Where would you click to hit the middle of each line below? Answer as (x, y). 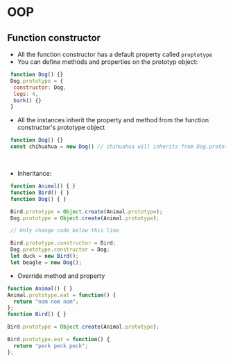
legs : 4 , (26, 94)
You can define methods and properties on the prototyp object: (107, 62)
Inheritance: (34, 173)
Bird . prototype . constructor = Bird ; (63, 243)
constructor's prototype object (61, 127)
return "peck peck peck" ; (51, 346)
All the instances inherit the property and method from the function (113, 120)
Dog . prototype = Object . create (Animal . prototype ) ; (85, 218)
